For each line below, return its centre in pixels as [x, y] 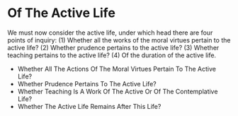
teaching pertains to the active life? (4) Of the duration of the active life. [112, 55]
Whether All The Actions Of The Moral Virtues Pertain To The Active [117, 69]
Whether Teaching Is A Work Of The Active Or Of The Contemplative [118, 91]
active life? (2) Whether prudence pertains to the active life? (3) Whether [113, 47]
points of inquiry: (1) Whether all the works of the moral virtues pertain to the [119, 40]
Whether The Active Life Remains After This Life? [89, 106]
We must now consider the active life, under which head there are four [110, 33]
